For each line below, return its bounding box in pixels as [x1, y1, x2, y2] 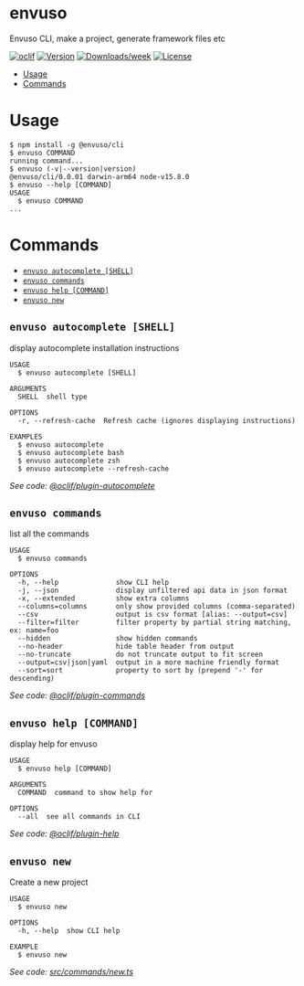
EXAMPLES [9, 432, 43, 441]
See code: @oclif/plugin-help [9, 828, 120, 839]
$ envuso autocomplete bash [17, 448, 125, 457]
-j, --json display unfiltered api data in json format [17, 586, 288, 596]
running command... [9, 156, 84, 165]
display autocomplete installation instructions [9, 342, 180, 354]
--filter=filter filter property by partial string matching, [17, 618, 292, 628]
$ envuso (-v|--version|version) [9, 164, 137, 174]
